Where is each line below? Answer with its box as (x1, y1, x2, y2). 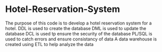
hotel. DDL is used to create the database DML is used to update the (5, 25, 146, 31)
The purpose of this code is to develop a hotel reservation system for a (5, 20, 152, 26)
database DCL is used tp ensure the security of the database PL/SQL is (5, 30, 152, 36)
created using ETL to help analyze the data (5, 41, 94, 47)
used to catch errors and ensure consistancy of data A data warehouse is (5, 36, 157, 42)
